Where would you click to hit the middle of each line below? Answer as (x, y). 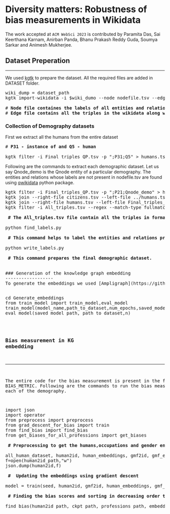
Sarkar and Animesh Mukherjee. (39, 45)
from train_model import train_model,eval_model (67, 303)
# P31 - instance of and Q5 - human (51, 147)
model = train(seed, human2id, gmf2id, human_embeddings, (79, 486)
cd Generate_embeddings (35, 298)
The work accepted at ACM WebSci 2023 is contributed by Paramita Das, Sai (83, 34)
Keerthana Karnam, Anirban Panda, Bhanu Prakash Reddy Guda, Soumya (81, 39)
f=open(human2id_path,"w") (39, 461)
